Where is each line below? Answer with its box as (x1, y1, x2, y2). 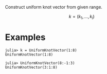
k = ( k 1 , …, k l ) (69, 14, 95, 20)
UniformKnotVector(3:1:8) (5, 65, 57, 70)
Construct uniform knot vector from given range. (5, 4, 103, 10)
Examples (5, 32, 46, 43)
